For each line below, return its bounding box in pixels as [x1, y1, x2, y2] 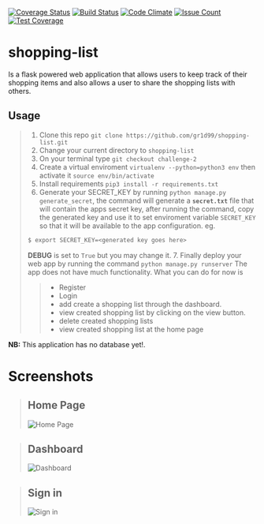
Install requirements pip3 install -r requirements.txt [39, 178, 219, 189]
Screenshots [8, 367, 94, 385]
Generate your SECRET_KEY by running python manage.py [39, 187, 227, 196]
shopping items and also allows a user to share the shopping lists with [8, 77, 236, 87]
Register [58, 283, 87, 292]
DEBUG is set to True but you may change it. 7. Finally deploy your [27, 250, 242, 260]
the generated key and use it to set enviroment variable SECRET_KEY [39, 212, 256, 222]
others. [8, 86, 32, 95]
